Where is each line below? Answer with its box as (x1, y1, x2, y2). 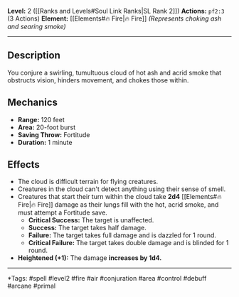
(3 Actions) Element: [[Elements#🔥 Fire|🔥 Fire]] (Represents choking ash (7, 14, 222, 23)
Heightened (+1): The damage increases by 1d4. (17, 254, 162, 262)
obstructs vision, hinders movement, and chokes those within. (7, 75, 189, 85)
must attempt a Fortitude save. (17, 208, 108, 217)
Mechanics (7, 97, 58, 109)
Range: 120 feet (17, 115, 65, 124)
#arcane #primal (7, 281, 55, 291)
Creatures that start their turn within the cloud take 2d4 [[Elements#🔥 (17, 193, 222, 201)
